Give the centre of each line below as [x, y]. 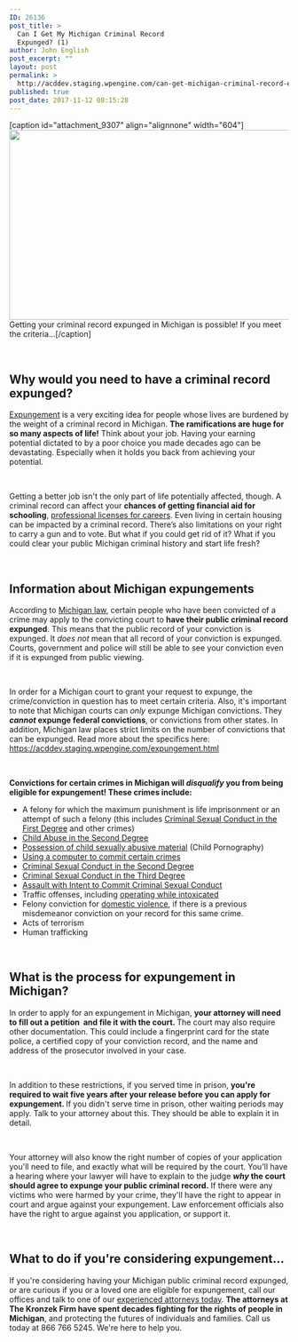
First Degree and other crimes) [78, 828]
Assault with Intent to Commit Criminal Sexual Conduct [122, 885]
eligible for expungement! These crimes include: [101, 792]
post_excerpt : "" [41, 59]
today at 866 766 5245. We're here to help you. [96, 1327]
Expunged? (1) [43, 42]
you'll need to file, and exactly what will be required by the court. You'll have [149, 1166]
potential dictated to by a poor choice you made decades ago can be [135, 443]
